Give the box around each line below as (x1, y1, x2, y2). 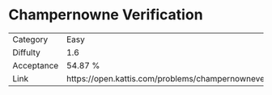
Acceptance (12, 60, 59, 71)
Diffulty (12, 47, 40, 58)
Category (12, 34, 49, 45)
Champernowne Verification (8, 6, 204, 24)
